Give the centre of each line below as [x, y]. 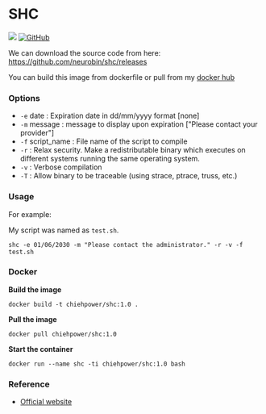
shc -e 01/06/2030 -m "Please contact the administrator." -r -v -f [126, 245]
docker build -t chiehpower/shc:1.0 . [73, 304]
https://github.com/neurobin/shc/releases [78, 61]
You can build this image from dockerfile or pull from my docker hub [122, 77]
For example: [30, 214]
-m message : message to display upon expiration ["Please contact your [139, 124]
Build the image [35, 289]
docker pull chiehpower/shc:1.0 [62, 334]
